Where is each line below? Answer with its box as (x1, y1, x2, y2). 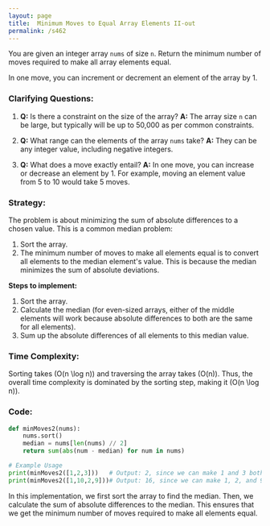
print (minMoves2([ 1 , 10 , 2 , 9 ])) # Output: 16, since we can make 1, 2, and (8, 476, 257, 484)
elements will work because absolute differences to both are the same (19, 313, 253, 323)
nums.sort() (22, 432, 63, 440)
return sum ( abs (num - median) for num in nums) (22, 447, 185, 455)
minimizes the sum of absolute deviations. (19, 265, 160, 275)
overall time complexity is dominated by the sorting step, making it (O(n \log (8, 378, 260, 387)
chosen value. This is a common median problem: (8, 223, 173, 234)
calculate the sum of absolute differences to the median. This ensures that (8, 499, 255, 509)
